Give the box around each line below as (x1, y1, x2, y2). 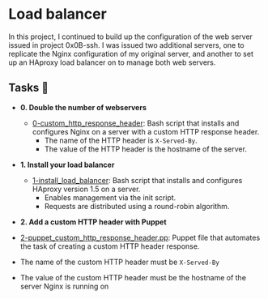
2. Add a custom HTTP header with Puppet (19, 216, 168, 227)
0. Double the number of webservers (19, 102, 147, 112)
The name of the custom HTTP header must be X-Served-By (19, 257, 220, 267)
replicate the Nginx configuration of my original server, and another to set (8, 49, 253, 58)
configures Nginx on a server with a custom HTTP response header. (32, 126, 260, 136)
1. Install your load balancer (19, 160, 115, 169)
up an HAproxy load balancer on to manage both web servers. (8, 58, 216, 67)
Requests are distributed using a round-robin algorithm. (44, 201, 230, 211)
